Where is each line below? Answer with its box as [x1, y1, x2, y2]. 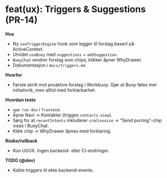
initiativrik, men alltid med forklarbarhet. [12, 87, 96, 93]
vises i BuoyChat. [12, 123, 49, 129]
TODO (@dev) [5, 157, 35, 163]
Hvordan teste [5, 97, 36, 103]
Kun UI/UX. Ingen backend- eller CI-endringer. [12, 147, 110, 153]
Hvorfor [5, 72, 22, 78]
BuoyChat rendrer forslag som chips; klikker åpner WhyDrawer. [12, 56, 143, 63]
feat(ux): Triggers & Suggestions [5, 4, 146, 15]
